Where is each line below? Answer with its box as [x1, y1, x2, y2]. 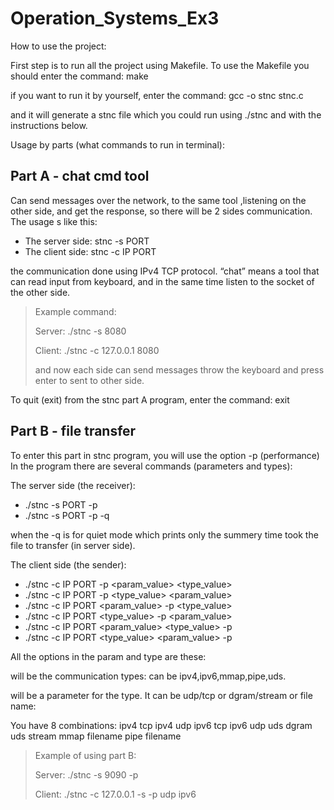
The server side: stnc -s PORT [24, 235, 150, 247]
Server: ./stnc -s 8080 [34, 325, 127, 337]
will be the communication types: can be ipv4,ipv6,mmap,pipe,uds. [10, 670, 287, 682]
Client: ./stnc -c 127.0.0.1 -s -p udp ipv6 [34, 788, 197, 800]
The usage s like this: [10, 215, 98, 227]
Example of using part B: [34, 749, 137, 761]
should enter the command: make [10, 70, 149, 82]
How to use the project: [10, 40, 107, 52]
